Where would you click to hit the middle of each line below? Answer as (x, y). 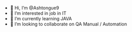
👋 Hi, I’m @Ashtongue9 (35, 8)
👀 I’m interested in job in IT (38, 13)
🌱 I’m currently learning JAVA (41, 19)
